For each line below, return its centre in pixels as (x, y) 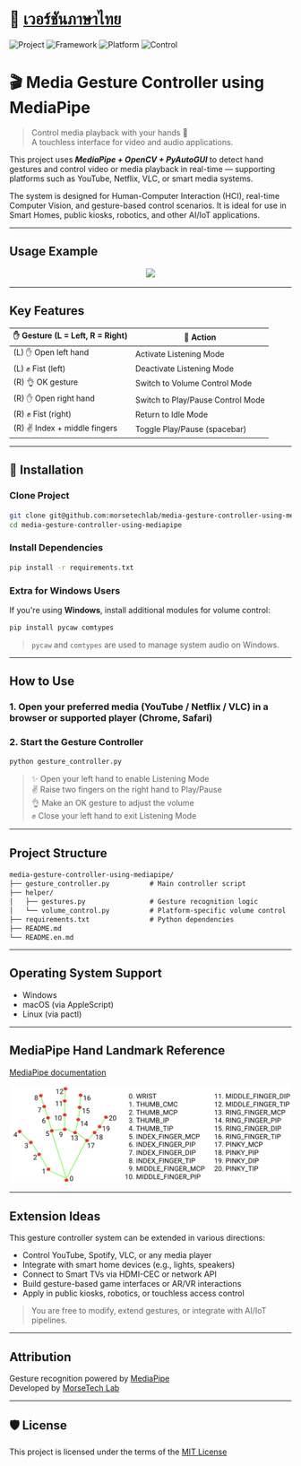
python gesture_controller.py (66, 762)
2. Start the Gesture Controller (77, 742)
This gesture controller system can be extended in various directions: (138, 1238)
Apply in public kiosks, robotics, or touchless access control (133, 1293)
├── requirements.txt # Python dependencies (122, 920)
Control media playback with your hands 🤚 (109, 132)
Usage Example (54, 252)
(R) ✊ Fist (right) (42, 414)
